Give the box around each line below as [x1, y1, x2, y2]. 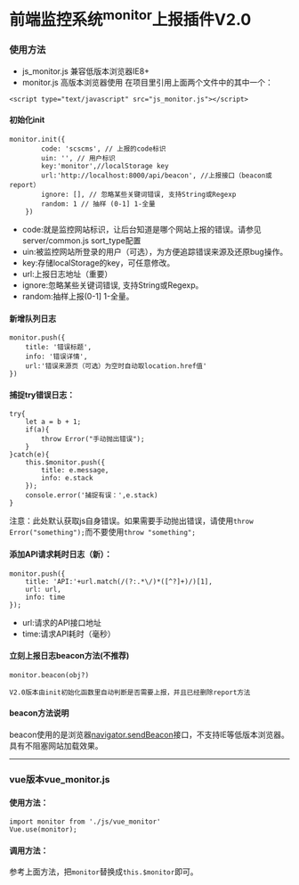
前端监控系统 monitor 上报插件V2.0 [9, 6, 252, 30]
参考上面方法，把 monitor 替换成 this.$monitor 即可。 [9, 866, 198, 877]
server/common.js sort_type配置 [21, 235, 141, 246]
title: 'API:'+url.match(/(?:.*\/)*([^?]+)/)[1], [25, 577, 214, 586]
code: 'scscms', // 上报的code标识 [41, 144, 166, 153]
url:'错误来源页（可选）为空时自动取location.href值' [25, 362, 207, 371]
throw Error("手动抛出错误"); [41, 435, 145, 444]
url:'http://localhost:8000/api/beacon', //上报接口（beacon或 [41, 171, 273, 180]
